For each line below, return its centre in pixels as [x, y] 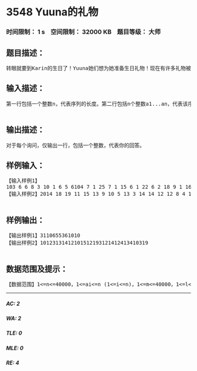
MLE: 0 [15, 348]
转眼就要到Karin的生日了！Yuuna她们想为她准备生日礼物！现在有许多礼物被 [99, 68]
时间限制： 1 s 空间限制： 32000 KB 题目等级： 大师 [84, 32]
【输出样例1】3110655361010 [43, 235]
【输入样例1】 [23, 181]
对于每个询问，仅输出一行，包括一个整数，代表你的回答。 [75, 145]
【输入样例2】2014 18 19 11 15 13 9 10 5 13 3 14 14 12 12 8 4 [96, 194]
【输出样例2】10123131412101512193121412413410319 [77, 243]
